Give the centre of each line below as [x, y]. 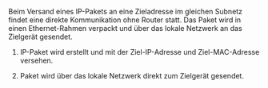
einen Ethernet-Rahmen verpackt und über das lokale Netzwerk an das [125, 28]
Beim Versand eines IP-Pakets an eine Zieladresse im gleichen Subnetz [125, 11]
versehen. [36, 60]
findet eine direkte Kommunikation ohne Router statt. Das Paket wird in [125, 20]
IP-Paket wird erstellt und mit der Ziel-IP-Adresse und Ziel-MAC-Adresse [140, 52]
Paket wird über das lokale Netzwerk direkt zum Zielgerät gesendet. [132, 76]
